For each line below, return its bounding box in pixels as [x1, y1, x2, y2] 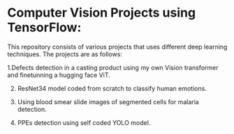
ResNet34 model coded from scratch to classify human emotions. [17, 84, 207, 92]
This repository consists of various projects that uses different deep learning [7, 42, 228, 51]
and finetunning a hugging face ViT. [7, 71, 110, 79]
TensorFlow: [7, 19, 82, 35]
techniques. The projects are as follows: [7, 50, 122, 58]
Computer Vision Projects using [7, 5, 196, 21]
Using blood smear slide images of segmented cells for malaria [17, 97, 199, 106]
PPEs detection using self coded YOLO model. [17, 118, 151, 126]
